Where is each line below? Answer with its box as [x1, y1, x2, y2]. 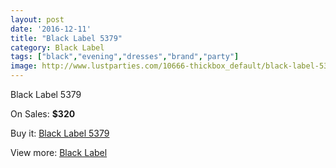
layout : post [10, 14, 65, 25]
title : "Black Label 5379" [10, 33, 123, 43]
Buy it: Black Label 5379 [10, 127, 110, 139]
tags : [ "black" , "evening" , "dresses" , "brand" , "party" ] [10, 52, 240, 62]
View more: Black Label [10, 147, 108, 158]
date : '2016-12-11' [10, 24, 92, 34]
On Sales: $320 [10, 108, 76, 120]
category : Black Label [10, 42, 105, 53]
